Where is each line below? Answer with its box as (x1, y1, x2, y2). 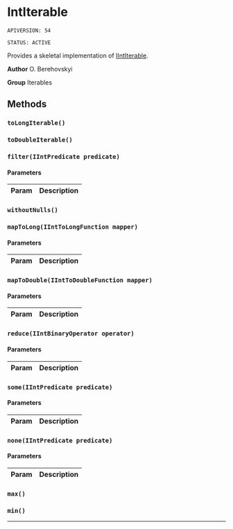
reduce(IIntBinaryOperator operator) (7, 330, 135, 338)
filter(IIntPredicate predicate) (7, 153, 120, 161)
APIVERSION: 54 (7, 27, 51, 34)
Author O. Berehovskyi (7, 64, 73, 73)
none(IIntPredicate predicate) (7, 436, 113, 444)
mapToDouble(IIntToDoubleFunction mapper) (7, 277, 153, 284)
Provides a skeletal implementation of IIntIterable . (7, 51, 148, 60)
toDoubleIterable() (7, 136, 73, 144)
